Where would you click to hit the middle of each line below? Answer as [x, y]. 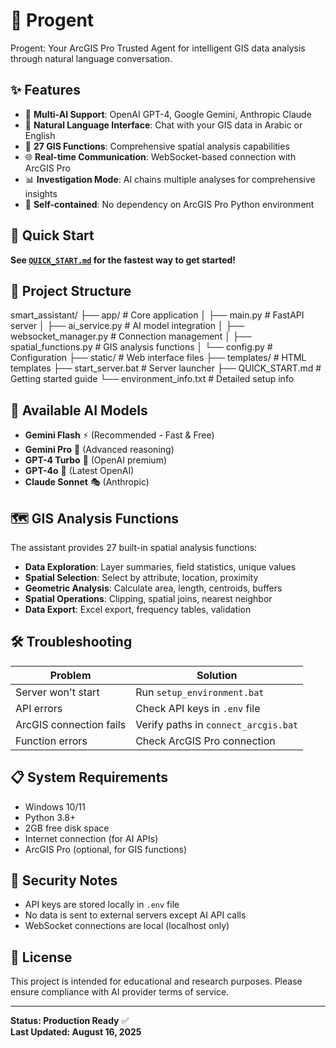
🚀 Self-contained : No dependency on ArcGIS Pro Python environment [169, 204]
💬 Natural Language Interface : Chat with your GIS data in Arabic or [163, 125]
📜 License [41, 957]
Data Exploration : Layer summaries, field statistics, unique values [160, 567]
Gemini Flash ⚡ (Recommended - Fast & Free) [119, 435]
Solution [217, 675]
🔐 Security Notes [64, 880]
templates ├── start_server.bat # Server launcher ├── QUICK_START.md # [166, 368]
